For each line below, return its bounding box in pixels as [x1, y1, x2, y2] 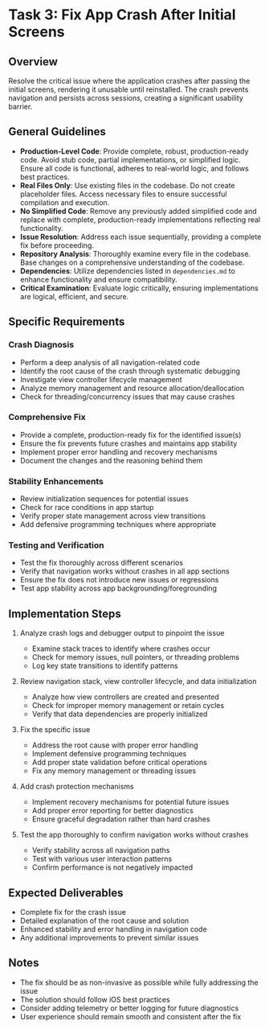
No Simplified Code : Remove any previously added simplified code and [19, 206, 257, 216]
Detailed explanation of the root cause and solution [19, 916, 190, 926]
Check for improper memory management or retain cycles [31, 701, 225, 710]
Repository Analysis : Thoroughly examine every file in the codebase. [19, 249, 251, 258]
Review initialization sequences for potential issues [19, 494, 189, 504]
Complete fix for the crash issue [19, 908, 127, 917]
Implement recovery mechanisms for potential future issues [31, 797, 230, 807]
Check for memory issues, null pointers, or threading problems [31, 652, 239, 662]
